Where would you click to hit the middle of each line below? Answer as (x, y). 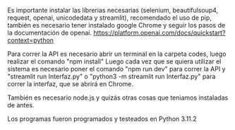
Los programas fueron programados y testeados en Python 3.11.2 (102, 119)
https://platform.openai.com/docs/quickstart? (159, 32)
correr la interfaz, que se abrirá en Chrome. (71, 84)
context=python (31, 40)
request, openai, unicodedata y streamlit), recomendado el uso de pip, (109, 18)
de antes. (21, 105)
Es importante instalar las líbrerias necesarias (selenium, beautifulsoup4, (113, 10)
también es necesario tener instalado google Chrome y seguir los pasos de (116, 25)
